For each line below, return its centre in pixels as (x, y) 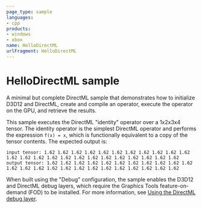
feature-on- (174, 186)
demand (17, 192)
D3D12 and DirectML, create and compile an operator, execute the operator (99, 104)
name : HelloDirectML (32, 46)
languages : (20, 17)
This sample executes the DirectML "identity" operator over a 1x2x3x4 (93, 122)
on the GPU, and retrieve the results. (51, 110)
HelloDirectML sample (63, 80)
